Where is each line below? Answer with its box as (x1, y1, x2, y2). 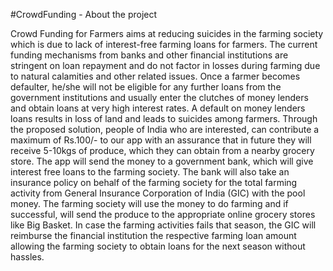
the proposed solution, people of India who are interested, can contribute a (10, 124, 320, 135)
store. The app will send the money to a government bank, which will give (10, 155, 314, 167)
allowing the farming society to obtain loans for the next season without (10, 240, 306, 252)
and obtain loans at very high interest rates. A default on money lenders (10, 102, 306, 114)
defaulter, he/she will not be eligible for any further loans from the (10, 81, 282, 93)
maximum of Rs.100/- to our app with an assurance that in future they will (10, 134, 312, 146)
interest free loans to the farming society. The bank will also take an (10, 166, 290, 178)
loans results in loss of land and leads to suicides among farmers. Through (10, 113, 318, 124)
